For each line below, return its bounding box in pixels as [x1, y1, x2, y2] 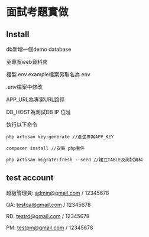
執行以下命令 [6, 121, 37, 128]
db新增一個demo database [6, 46, 72, 53]
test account [6, 173, 54, 183]
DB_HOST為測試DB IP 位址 [6, 109, 72, 115]
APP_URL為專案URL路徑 [6, 96, 65, 103]
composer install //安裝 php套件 [6, 145, 85, 151]
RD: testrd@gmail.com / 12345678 [6, 212, 90, 219]
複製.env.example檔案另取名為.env [6, 71, 90, 77]
